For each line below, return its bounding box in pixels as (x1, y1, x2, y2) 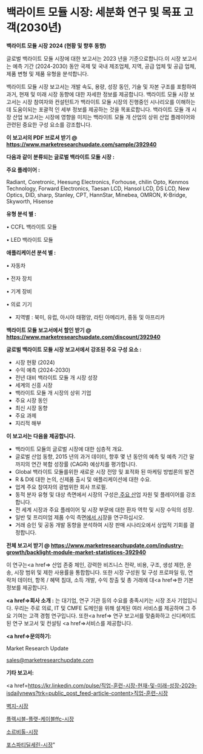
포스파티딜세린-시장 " (6, 741, 56, 748)
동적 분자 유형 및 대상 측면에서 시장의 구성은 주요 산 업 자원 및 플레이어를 (15, 490, 185, 498)
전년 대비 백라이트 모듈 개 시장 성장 (15, 374, 98, 381)
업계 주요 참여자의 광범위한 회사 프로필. (15, 483, 108, 490)
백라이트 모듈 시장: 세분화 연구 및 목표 (6, 5, 182, 19)
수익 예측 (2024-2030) (15, 366, 71, 374)
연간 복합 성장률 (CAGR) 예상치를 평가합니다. (31, 460, 138, 468)
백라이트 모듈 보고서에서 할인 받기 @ (6, 326, 92, 334)
